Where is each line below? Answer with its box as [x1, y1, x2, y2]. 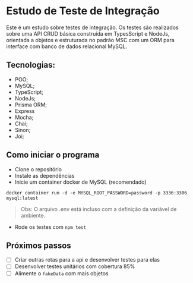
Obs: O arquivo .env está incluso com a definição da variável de [20, 205, 177, 212]
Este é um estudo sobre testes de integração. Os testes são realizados [6, 24, 179, 31]
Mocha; [14, 114, 34, 121]
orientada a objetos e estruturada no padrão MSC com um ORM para [6, 36, 175, 43]
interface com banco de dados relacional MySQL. [6, 43, 128, 50]
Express [14, 107, 35, 114]
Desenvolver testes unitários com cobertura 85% [14, 263, 135, 270]
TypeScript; [14, 88, 43, 96]
